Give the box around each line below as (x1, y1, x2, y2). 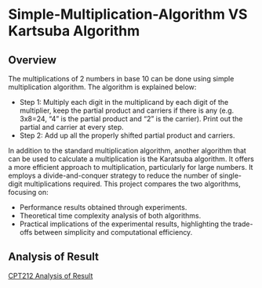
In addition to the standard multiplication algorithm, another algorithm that (8, 146, 247, 155)
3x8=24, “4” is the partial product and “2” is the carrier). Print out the (19, 114, 243, 123)
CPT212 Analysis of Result (8, 271, 93, 280)
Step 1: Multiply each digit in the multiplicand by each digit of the (19, 98, 229, 106)
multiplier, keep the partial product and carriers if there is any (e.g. (19, 106, 235, 115)
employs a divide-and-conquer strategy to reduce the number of (8, 171, 218, 180)
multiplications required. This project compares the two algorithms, (24, 179, 241, 189)
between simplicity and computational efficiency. (34, 228, 193, 236)
